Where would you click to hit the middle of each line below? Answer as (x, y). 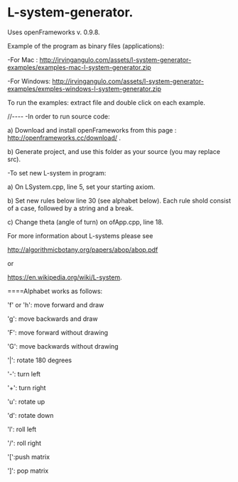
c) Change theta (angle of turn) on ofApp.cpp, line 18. (86, 222)
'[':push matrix (29, 456)
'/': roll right (24, 443)
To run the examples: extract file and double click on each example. (107, 102)
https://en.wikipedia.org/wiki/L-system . (65, 277)
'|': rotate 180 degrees (40, 360)
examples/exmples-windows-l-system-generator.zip (85, 88)
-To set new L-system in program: (57, 173)
